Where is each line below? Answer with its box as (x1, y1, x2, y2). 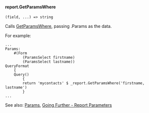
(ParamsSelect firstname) (22, 55, 75, 60)
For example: (5, 33, 32, 39)
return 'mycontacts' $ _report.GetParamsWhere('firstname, (22, 81, 145, 86)
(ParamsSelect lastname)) (22, 59, 75, 65)
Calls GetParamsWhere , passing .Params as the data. (5, 23, 112, 29)
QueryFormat (5, 64, 29, 68)
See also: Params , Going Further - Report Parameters (5, 102, 112, 108)
